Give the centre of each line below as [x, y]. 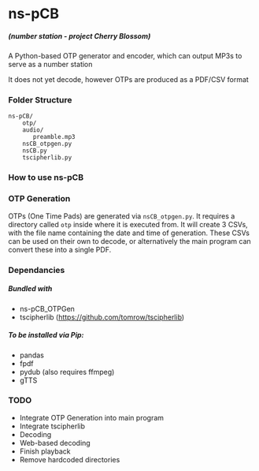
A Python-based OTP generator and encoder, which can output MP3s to [125, 56]
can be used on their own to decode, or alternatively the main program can [130, 241]
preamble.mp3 [54, 137]
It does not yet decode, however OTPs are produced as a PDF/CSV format [129, 80]
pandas [32, 355]
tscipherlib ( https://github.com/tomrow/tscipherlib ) [102, 317]
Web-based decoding [55, 443]
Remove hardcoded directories [70, 459]
